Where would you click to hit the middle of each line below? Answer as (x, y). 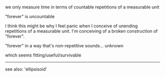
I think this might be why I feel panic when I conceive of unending (71, 26)
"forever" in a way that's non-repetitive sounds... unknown (64, 46)
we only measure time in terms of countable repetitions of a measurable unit (82, 7)
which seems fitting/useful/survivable (43, 55)
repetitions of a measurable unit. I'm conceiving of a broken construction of (82, 31)
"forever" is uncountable (30, 16)
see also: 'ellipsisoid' (26, 69)
